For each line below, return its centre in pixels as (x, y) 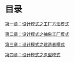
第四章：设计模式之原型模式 (33, 54)
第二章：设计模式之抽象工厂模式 (37, 34)
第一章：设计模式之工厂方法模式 (37, 24)
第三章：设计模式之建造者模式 (35, 44)
